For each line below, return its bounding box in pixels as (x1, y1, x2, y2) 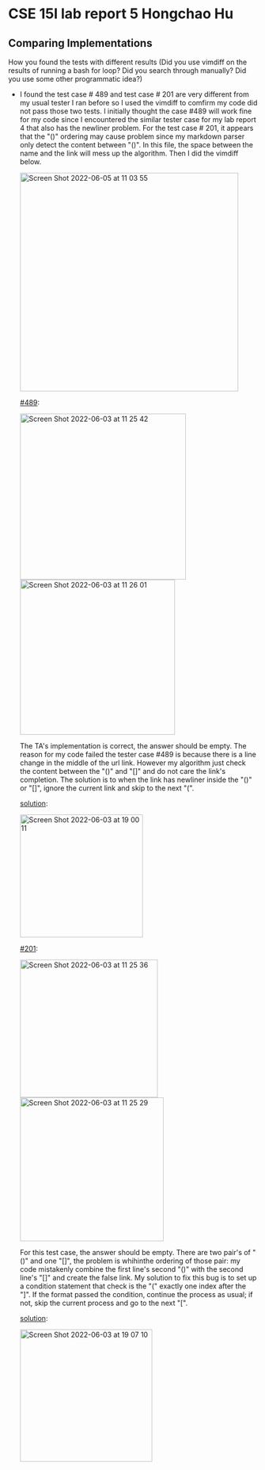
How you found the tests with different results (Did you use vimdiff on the (8, 57, 248, 67)
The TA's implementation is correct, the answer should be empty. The (19, 741, 247, 750)
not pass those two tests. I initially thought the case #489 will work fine (19, 106, 252, 116)
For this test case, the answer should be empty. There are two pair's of (19, 1248, 252, 1257)
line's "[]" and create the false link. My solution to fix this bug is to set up (19, 1273, 257, 1282)
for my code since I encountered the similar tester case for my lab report (19, 115, 257, 124)
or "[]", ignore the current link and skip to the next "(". (19, 783, 195, 793)
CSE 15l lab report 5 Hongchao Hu (8, 5, 234, 23)
